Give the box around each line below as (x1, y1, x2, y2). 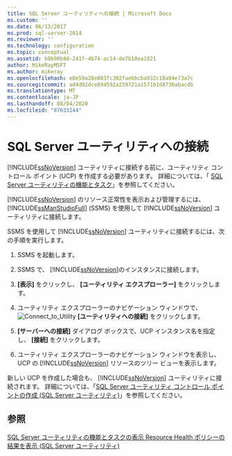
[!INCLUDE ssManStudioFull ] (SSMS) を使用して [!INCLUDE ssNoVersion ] (7, 204, 213, 212)
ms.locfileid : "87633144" (7, 107, 82, 114)
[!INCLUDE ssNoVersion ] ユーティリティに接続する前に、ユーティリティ (7, 163, 210, 171)
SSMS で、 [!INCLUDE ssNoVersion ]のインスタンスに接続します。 (17, 265, 203, 274)
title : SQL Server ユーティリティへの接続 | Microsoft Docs (7, 10, 172, 17)
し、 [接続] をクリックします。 (17, 335, 104, 344)
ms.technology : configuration (7, 42, 95, 49)
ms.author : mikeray (7, 68, 64, 75)
